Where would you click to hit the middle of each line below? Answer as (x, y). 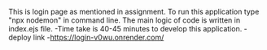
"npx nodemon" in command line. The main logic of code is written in (125, 20)
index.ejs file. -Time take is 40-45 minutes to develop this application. (125, 29)
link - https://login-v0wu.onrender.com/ (98, 37)
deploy (20, 37)
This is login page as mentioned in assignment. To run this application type (134, 12)
